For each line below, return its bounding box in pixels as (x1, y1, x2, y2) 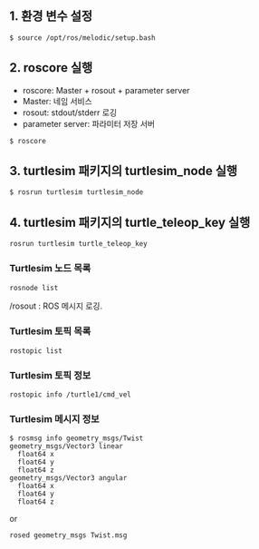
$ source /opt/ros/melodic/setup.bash (9, 33, 156, 43)
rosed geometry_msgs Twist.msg (9, 531, 128, 540)
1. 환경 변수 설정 (9, 8, 93, 25)
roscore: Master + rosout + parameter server (22, 84, 190, 95)
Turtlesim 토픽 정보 (9, 368, 91, 381)
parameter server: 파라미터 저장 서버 (22, 118, 156, 129)
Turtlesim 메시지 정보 (9, 413, 100, 426)
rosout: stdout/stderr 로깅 (22, 107, 118, 118)
